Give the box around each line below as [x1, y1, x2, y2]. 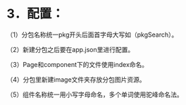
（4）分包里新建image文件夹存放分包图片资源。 [6, 75, 146, 84]
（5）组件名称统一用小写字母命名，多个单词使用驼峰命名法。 [6, 90, 184, 99]
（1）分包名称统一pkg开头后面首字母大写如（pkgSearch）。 [6, 30, 178, 39]
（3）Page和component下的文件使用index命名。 [6, 60, 149, 68]
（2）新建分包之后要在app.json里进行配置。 [6, 45, 135, 54]
